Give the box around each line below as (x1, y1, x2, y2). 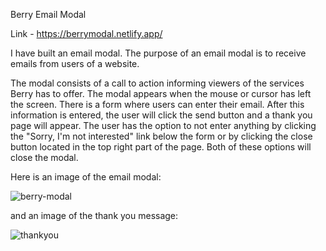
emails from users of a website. (10, 58, 140, 69)
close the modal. (10, 152, 79, 163)
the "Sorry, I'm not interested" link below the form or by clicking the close (10, 130, 313, 142)
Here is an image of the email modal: (10, 171, 162, 183)
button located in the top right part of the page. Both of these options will (10, 141, 312, 153)
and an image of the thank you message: (10, 210, 179, 221)
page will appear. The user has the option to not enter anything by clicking (10, 120, 317, 131)
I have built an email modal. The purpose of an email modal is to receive (10, 47, 307, 59)
